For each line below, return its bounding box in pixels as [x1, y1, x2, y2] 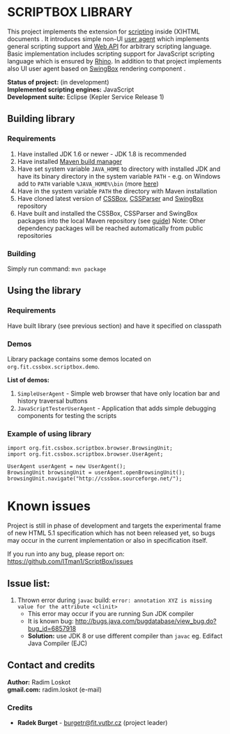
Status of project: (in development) [7, 77, 109, 86]
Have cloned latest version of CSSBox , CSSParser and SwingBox [17, 194, 204, 202]
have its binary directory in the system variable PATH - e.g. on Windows [17, 172, 221, 180]
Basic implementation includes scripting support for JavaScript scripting [7, 50, 215, 58]
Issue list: [7, 577, 50, 590]
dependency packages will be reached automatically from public [17, 224, 204, 232]
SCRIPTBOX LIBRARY [7, 4, 133, 20]
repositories [17, 231, 52, 239]
